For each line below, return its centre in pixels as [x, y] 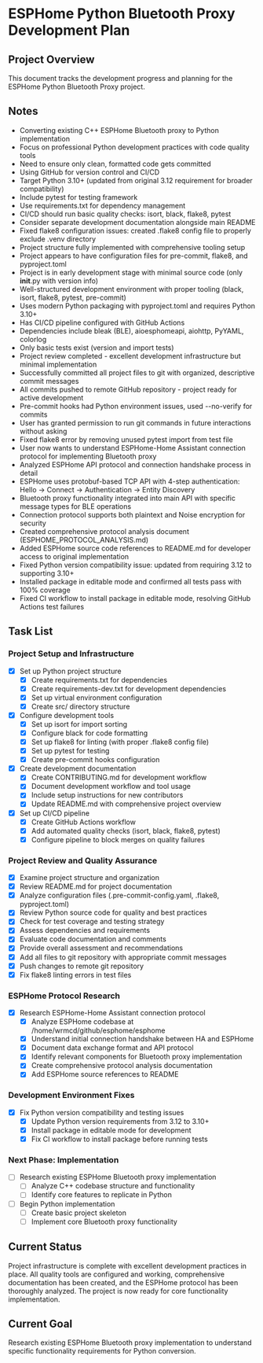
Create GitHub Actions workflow [83, 822]
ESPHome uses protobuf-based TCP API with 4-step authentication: [130, 481]
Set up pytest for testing [70, 751]
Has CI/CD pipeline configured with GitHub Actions [102, 322]
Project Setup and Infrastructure [71, 654]
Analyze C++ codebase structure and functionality [113, 1186]
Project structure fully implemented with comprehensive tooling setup [132, 247]
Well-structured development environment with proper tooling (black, [131, 289]
